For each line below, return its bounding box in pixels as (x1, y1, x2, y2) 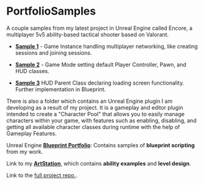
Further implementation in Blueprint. (15, 85, 106, 92)
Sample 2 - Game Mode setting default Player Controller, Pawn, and (15, 61, 186, 68)
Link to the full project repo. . (6, 172, 78, 179)
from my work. (6, 148, 43, 155)
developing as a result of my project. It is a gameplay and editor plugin (6, 103, 183, 111)
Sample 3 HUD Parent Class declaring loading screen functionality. (15, 79, 184, 86)
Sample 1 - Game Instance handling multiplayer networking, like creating (15, 43, 199, 50)
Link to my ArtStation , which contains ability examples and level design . (6, 159, 191, 167)
